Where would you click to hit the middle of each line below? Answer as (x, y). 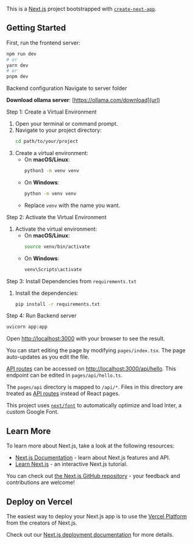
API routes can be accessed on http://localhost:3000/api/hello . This (91, 369)
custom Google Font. (33, 412)
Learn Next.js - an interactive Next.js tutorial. (71, 464)
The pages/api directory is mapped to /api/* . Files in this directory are (95, 387)
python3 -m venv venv (51, 171)
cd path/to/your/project (47, 142)
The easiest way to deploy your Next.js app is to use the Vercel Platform (97, 516)
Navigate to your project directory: (58, 130)
